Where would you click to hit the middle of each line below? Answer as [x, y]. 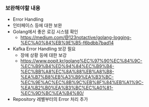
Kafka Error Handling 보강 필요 [44, 49]
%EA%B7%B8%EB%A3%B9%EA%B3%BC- [67, 77]
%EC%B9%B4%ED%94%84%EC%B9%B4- [67, 66]
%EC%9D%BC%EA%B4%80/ [52, 93]
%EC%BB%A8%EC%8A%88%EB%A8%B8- [67, 72]
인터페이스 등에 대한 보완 [37, 25]
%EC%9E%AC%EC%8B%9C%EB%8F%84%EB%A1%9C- [82, 83]
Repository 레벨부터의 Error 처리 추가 [50, 99]
